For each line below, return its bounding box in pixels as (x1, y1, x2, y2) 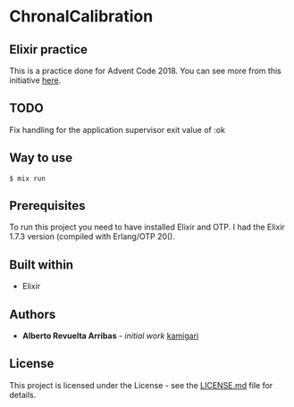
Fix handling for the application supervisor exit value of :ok (9, 124, 226, 135)
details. (9, 389, 37, 400)
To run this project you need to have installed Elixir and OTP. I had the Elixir (9, 221, 286, 233)
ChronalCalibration (9, 6, 154, 27)
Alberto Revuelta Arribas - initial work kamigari (21, 330, 199, 341)
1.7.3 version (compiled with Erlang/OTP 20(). (9, 231, 176, 242)
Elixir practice (9, 42, 88, 57)
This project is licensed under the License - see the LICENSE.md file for (9, 379, 273, 390)
